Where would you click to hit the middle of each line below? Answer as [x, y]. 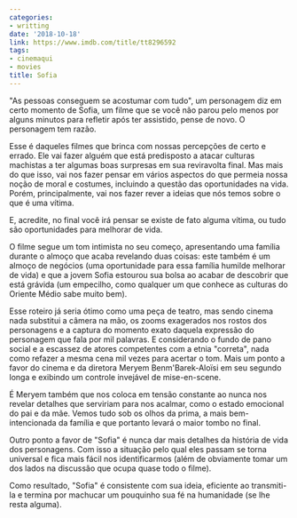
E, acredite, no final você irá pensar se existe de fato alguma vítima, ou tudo [148, 219]
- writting [29, 26]
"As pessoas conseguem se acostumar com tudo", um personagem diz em [145, 100]
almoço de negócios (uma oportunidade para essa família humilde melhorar [147, 265]
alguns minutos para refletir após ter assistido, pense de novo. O [127, 119]
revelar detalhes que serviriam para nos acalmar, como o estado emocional [147, 403]
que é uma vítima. [42, 203]
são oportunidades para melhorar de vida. [86, 229]
